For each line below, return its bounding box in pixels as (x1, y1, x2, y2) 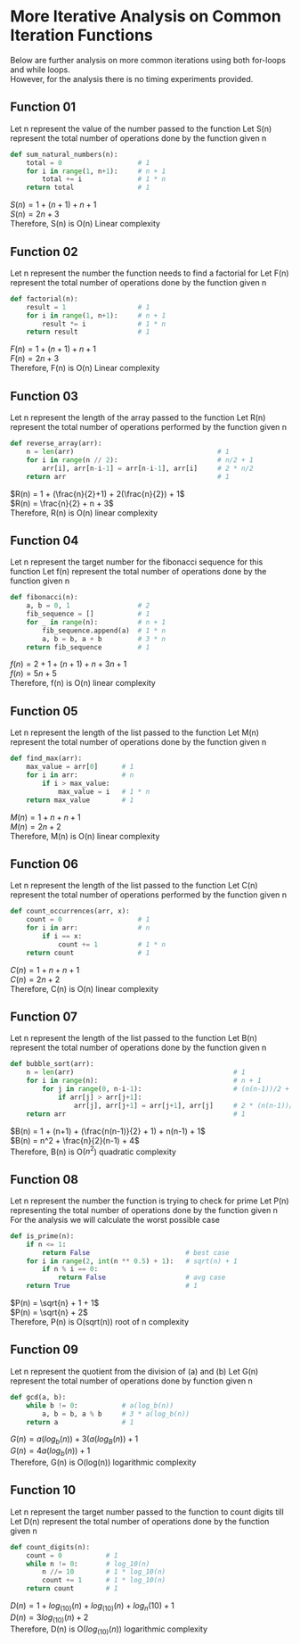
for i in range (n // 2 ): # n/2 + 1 (26, 455, 254, 465)
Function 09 (10, 1342, 79, 1358)
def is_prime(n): (10, 1231, 75, 1241)
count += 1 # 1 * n (57, 939, 166, 949)
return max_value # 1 (26, 796, 134, 805)
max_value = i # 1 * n (57, 787, 150, 796)
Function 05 (10, 703, 78, 719)
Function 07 (10, 1009, 78, 1024)
